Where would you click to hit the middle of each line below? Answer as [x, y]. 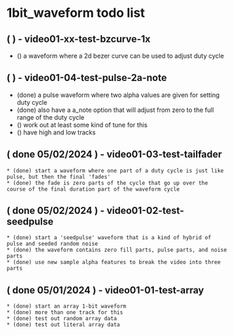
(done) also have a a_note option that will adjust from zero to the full [115, 110]
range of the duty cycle [51, 117]
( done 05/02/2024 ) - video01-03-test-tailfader [114, 154]
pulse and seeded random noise [52, 244]
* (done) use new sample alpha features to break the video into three [113, 263]
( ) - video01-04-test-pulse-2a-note [87, 78]
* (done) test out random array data [62, 319]
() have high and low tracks [56, 132]
